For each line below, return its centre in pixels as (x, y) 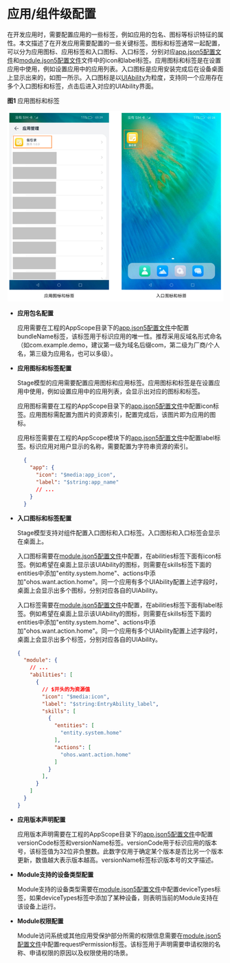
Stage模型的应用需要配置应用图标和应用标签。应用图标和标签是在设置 (116, 383)
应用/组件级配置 (51, 14)
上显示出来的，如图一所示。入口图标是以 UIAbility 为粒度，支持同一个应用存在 (115, 77)
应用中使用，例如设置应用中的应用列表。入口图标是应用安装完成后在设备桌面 (115, 69)
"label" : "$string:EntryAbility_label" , (101, 704)
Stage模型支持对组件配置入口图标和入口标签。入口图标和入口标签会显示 (119, 532)
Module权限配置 (40, 921)
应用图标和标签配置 (44, 368)
